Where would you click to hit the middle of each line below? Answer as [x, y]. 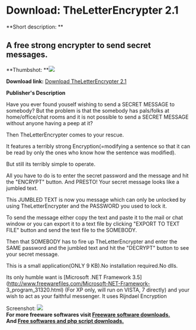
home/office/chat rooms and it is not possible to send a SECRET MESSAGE [97, 117]
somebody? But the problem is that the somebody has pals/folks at [88, 110]
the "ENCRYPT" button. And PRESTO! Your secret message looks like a [93, 182]
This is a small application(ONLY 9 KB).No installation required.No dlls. [92, 265]
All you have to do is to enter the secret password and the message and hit [97, 175]
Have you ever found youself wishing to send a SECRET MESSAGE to [90, 104]
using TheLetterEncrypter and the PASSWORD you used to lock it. [86, 206]
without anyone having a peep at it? [49, 123]
